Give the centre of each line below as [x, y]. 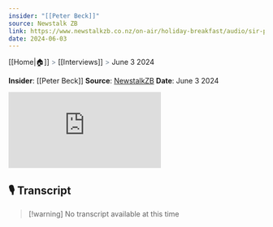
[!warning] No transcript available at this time [104, 214]
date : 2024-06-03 [38, 39]
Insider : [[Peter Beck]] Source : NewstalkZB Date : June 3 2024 [114, 81]
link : [17, 31]
